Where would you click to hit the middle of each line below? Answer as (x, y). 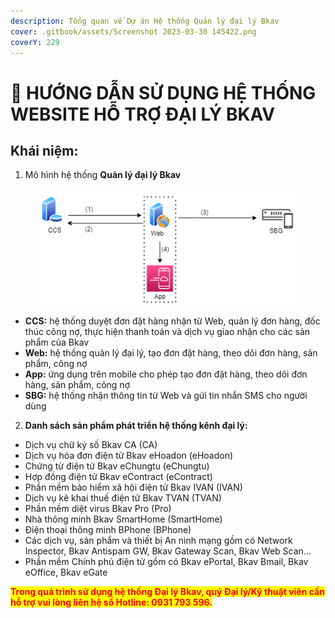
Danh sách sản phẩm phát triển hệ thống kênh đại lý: (136, 425)
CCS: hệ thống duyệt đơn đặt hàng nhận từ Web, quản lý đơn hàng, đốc (172, 321)
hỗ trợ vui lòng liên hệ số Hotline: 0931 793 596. (111, 602)
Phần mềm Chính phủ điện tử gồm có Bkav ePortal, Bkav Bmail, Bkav (166, 561)
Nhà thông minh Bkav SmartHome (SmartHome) (123, 519)
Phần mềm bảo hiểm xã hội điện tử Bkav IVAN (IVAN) (133, 487)
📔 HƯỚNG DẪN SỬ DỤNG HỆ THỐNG (163, 92)
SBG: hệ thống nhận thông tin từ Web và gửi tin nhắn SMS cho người (166, 395)
